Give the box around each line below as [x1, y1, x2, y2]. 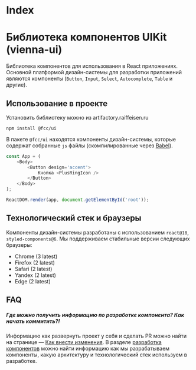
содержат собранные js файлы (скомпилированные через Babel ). [6, 142, 173, 149]
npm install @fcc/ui [6, 125, 57, 131]
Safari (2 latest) [14, 265, 53, 272]
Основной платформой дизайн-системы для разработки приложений [6, 69, 182, 76]
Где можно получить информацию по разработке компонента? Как [6, 311, 185, 318]
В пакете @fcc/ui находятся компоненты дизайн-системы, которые [6, 136, 176, 143]
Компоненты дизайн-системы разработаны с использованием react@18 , [6, 229, 189, 236]
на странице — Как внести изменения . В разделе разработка [6, 339, 162, 346]
